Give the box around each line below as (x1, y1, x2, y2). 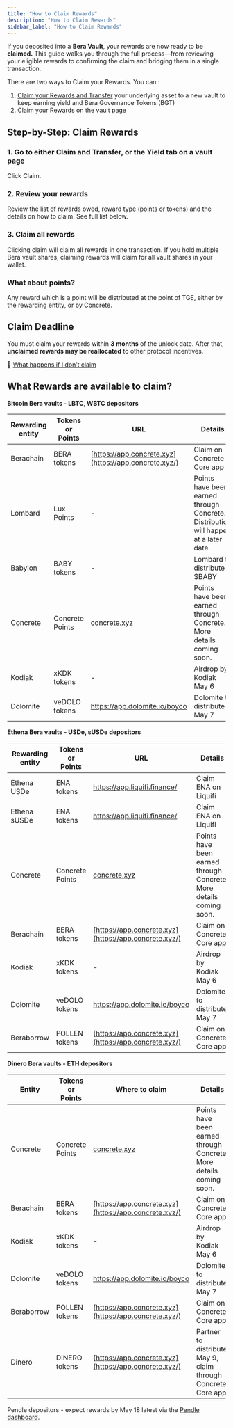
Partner (196, 1326, 221, 1336)
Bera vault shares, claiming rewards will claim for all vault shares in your (7, 253, 213, 261)
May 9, (196, 1353, 219, 1363)
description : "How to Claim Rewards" (7, 17, 116, 24)
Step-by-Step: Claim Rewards (7, 126, 139, 138)
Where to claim (115, 1084, 167, 1094)
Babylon (10, 563, 37, 573)
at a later (193, 534, 223, 544)
